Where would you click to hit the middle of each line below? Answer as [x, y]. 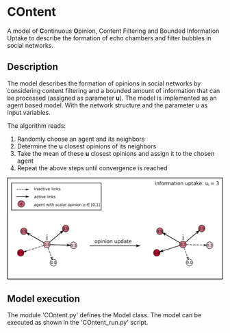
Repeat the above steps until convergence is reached [92, 168]
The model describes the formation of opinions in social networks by [104, 83]
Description [33, 67]
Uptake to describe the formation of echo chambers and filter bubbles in [109, 38]
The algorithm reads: [37, 125]
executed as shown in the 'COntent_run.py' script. [78, 323]
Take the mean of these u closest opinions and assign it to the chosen [116, 153]
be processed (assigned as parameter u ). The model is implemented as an [112, 98]
